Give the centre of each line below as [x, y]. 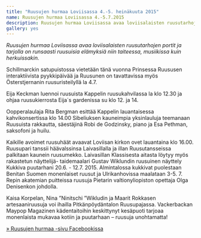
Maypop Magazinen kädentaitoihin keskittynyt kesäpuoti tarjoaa [85, 211]
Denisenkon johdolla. [32, 187]
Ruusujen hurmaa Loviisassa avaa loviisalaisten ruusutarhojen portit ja [94, 45]
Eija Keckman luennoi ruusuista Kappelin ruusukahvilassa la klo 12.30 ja [94, 94]
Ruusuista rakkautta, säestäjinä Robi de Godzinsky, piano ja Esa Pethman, [97, 124]
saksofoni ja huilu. [28, 131]
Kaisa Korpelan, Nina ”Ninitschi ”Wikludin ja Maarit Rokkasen [81, 198]
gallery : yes [22, 28]
